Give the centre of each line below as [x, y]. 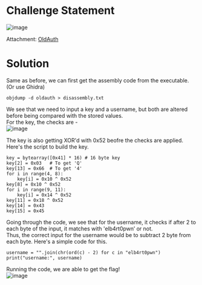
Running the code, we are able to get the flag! [63, 269]
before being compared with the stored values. [65, 115]
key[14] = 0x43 [25, 206]
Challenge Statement [60, 11]
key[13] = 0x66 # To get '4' [44, 168]
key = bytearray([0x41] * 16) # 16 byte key [63, 158]
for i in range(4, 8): [35, 173]
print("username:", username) [44, 258]
